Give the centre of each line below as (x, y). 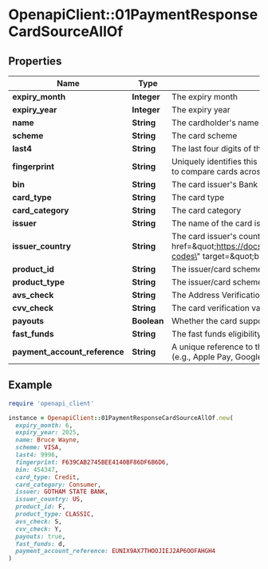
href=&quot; (194, 246)
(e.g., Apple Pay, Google (217, 357)
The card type (198, 197)
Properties (35, 61)
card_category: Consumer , (59, 485)
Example (30, 385)
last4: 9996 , (37, 455)
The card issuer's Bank (214, 184)
